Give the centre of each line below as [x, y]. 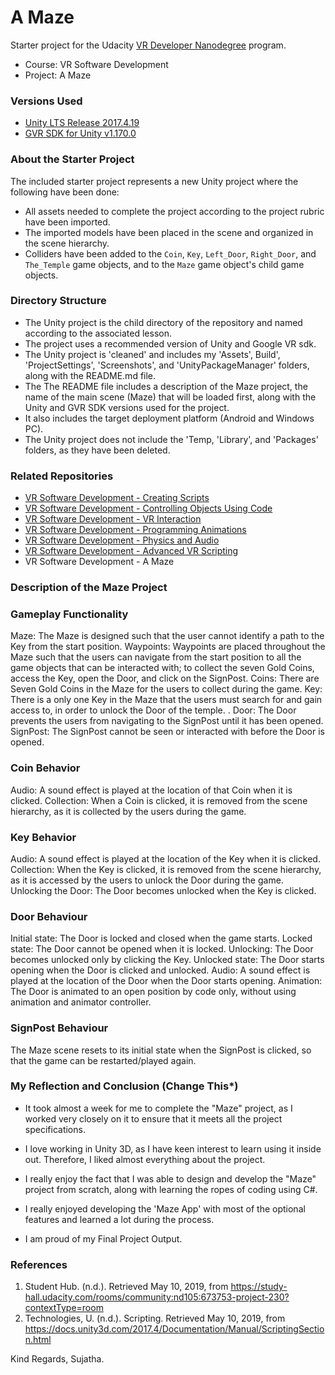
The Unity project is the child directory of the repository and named [163, 322]
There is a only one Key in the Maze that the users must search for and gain [166, 700]
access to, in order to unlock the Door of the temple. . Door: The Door [153, 710]
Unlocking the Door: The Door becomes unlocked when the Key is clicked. [163, 890]
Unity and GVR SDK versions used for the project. [127, 407]
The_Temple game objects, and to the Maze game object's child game [164, 264]
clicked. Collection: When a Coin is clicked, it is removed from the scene [159, 800]
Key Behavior [43, 837]
